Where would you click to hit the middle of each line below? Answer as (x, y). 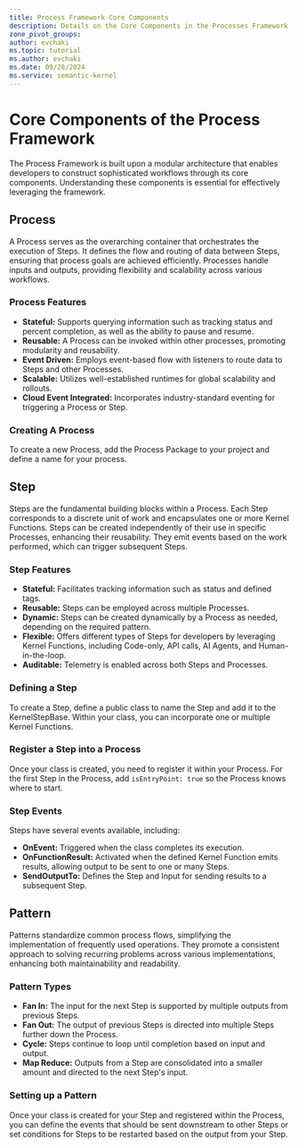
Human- (274, 646)
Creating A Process (52, 430)
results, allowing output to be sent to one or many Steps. (125, 867)
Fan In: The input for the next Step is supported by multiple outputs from (155, 1006)
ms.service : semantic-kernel (63, 76)
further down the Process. (70, 1035)
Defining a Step (43, 688)
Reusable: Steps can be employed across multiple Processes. (136, 608)
